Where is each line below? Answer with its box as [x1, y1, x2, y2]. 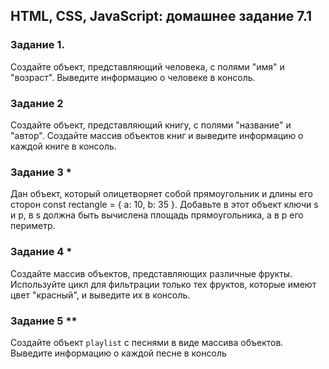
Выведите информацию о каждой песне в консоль [10, 347, 227, 359]
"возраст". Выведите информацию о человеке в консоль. [10, 71, 256, 83]
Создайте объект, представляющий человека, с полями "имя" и [10, 60, 285, 73]
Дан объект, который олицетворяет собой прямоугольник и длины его [10, 188, 313, 200]
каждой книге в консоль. [10, 140, 117, 152]
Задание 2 [10, 96, 64, 110]
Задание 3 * [10, 165, 72, 179]
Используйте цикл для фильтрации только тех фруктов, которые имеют [10, 278, 317, 290]
